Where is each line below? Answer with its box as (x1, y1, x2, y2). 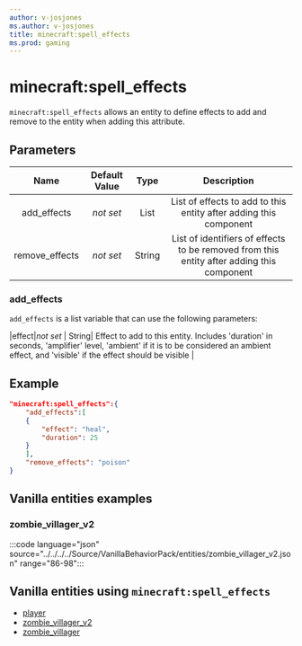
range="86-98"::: (19, 558, 84, 569)
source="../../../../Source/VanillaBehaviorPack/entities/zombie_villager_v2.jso (9, 548, 291, 559)
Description (202, 174, 254, 187)
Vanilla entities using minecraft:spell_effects (9, 584, 271, 599)
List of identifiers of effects (171, 233, 286, 244)
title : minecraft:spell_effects (9, 30, 130, 39)
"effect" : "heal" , (41, 424, 111, 434)
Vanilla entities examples (9, 491, 153, 507)
